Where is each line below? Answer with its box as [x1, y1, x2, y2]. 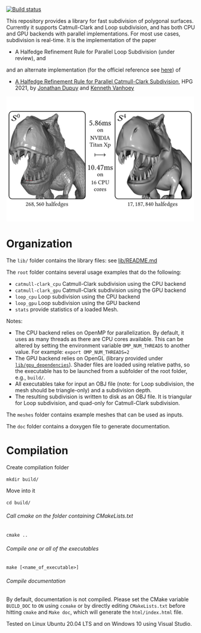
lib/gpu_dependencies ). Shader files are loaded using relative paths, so [14, 361, 190, 368]
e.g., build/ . [14, 374, 46, 381]
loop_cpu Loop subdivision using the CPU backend [14, 292, 140, 300]
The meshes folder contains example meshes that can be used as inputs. [6, 411, 184, 418]
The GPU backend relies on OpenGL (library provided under [14, 354, 163, 362]
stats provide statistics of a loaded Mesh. [14, 306, 119, 313]
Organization [6, 237, 73, 251]
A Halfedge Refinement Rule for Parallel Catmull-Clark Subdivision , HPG [14, 78, 193, 85]
